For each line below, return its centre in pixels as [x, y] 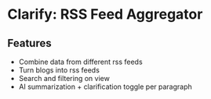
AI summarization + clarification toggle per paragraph [105, 87]
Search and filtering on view [64, 78]
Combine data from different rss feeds [80, 62]
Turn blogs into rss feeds [59, 70]
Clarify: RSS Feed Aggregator [105, 14]
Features [29, 43]
